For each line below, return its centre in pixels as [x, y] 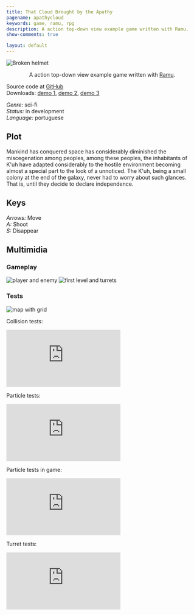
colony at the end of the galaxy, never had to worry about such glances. [96, 177]
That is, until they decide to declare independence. [70, 184]
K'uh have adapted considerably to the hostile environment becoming [94, 164]
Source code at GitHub [35, 86]
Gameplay [22, 267]
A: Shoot [17, 224]
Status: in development [35, 111]
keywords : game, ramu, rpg [40, 23]
